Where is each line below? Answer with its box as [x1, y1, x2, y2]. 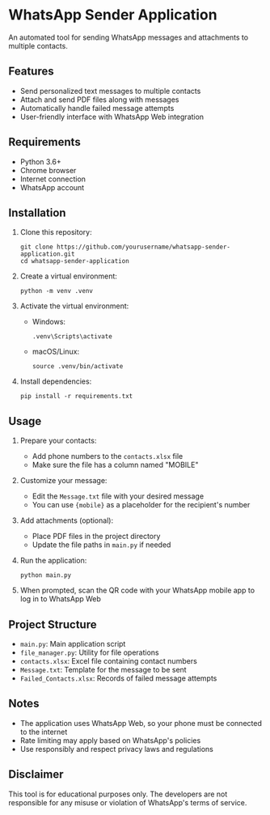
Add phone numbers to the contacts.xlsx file [32, 452, 184, 461]
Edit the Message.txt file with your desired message [32, 491, 205, 501]
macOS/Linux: [32, 346, 79, 357]
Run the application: [19, 556, 87, 566]
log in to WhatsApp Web [19, 594, 101, 604]
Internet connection [19, 174, 86, 184]
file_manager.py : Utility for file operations [19, 647, 159, 657]
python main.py [19, 571, 72, 579]
